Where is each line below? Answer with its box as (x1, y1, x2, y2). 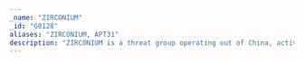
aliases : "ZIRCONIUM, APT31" (9, 30, 119, 39)
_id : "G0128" (9, 22, 59, 30)
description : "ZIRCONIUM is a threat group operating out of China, (9, 38, 273, 48)
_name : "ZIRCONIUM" (9, 13, 83, 22)
